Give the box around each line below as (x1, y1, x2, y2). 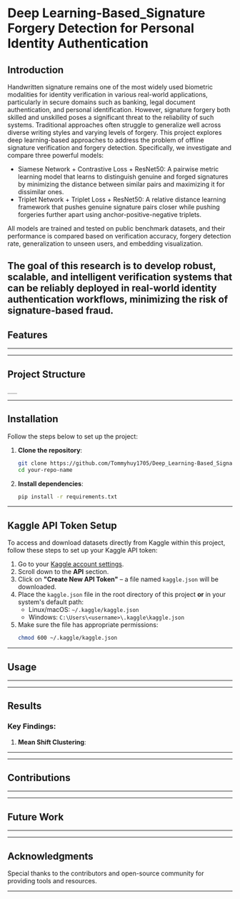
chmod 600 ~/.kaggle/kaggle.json (17, 634, 118, 642)
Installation (7, 413, 59, 426)
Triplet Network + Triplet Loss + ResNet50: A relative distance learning (17, 195, 226, 204)
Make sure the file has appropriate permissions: (17, 621, 159, 629)
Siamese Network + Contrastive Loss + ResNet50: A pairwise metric (17, 165, 219, 173)
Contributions (7, 772, 71, 784)
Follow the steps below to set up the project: (7, 432, 138, 441)
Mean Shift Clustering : (17, 738, 86, 746)
